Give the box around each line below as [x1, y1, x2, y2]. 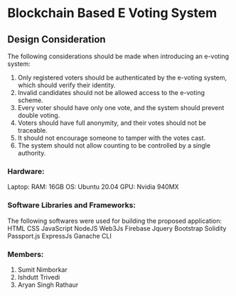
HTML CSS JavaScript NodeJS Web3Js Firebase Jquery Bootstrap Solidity [7, 224, 227, 232]
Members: [7, 249, 44, 259]
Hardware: [7, 166, 45, 176]
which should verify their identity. [17, 81, 116, 89]
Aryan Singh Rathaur [17, 280, 79, 289]
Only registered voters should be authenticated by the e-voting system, [17, 73, 227, 82]
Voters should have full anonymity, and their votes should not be [17, 119, 206, 127]
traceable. [17, 126, 48, 134]
